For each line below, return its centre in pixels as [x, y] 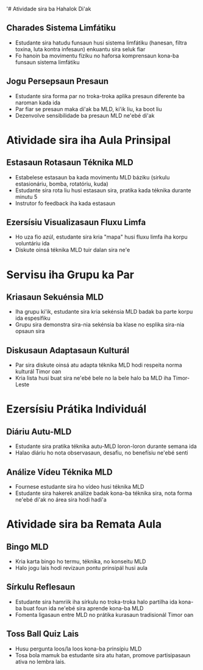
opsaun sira [30, 331]
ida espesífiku [33, 318]
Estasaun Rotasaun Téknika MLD [70, 163]
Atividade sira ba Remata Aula [84, 524]
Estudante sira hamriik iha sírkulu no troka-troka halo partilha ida [96, 602]
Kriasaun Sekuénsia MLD [55, 297]
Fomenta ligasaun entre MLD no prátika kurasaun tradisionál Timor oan [104, 614]
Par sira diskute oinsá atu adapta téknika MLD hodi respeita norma [98, 365]
